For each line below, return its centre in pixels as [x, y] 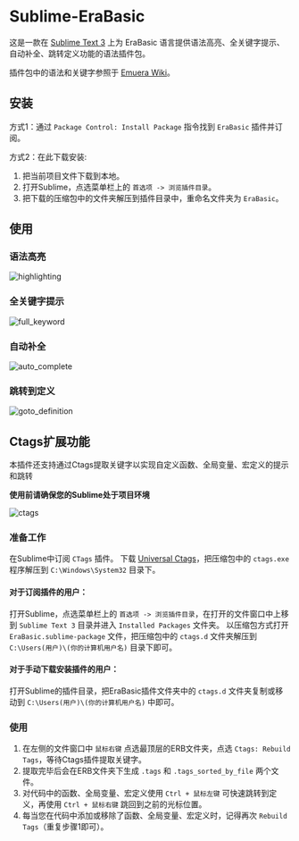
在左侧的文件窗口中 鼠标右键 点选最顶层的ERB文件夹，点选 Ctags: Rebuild [157, 749]
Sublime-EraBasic [77, 17]
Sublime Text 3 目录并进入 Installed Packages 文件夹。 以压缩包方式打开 [154, 625]
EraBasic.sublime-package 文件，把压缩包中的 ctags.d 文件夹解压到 [133, 635]
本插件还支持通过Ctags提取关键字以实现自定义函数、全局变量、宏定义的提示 [149, 465]
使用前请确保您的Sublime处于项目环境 [79, 495]
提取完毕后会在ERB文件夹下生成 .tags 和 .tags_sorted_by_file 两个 [147, 771]
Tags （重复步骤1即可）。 [65, 827]
